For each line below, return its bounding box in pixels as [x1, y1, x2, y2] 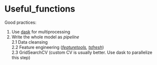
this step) [11, 54, 30, 60]
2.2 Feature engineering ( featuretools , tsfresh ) [11, 44, 104, 50]
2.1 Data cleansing [11, 39, 48, 45]
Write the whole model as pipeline [11, 34, 79, 40]
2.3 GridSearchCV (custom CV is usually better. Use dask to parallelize [11, 49, 153, 55]
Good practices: [4, 19, 37, 25]
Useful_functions [4, 3, 75, 15]
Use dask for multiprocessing [11, 29, 71, 34]
